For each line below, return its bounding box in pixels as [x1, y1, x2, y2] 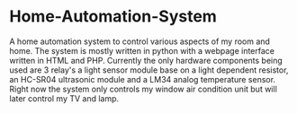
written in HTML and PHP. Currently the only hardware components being [9, 55, 283, 65]
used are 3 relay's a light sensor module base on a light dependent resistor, [9, 65, 289, 75]
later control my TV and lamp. [9, 92, 120, 104]
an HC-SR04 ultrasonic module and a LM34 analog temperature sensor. [9, 74, 276, 84]
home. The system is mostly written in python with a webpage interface [9, 45, 275, 56]
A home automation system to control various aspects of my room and [9, 36, 270, 47]
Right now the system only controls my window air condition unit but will [9, 83, 277, 94]
